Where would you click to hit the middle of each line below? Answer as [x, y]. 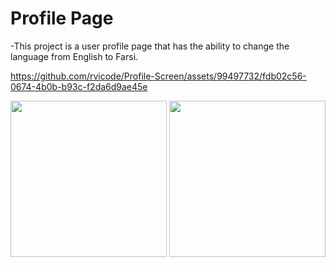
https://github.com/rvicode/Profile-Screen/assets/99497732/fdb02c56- [158, 76]
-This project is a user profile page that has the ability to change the [150, 46]
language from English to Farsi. [74, 56]
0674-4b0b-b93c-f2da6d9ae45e [79, 86]
